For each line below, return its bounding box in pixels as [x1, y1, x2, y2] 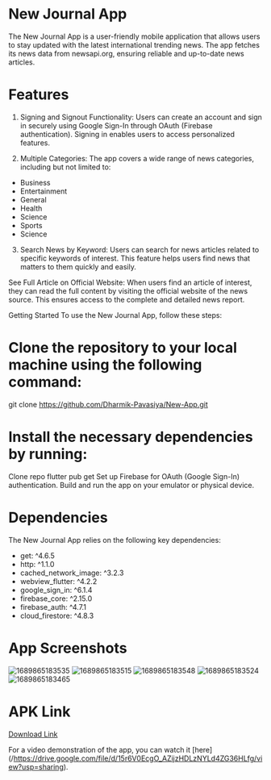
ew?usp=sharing [8, 761, 65, 771]
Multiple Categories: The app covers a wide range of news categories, [19, 153, 255, 163]
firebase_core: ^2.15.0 [19, 594, 93, 603]
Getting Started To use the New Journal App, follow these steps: [8, 310, 223, 319]
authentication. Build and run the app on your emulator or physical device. [8, 480, 255, 490]
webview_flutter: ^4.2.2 [19, 576, 98, 586]
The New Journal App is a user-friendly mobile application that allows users [8, 31, 261, 41]
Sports [19, 220, 43, 230]
